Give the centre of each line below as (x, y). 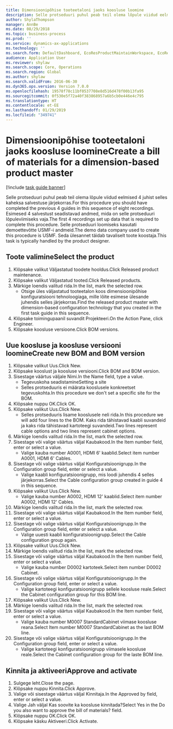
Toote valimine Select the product (60, 257)
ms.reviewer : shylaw (28, 63)
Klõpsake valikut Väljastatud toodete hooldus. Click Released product (86, 269)
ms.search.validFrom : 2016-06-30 (42, 82)
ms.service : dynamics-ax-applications (47, 44)
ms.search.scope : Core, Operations (44, 67)
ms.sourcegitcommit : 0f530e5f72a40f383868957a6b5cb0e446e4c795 (75, 96)
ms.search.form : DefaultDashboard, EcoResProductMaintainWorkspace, (81, 53)
